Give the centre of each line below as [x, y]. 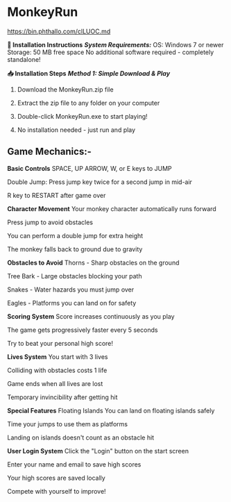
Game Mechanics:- [50, 152]
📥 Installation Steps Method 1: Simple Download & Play [89, 73]
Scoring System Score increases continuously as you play [91, 316]
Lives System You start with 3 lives [58, 357]
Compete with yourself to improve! [57, 491]
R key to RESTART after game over [57, 195]
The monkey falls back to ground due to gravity [75, 249]
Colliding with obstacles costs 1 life [57, 370]
